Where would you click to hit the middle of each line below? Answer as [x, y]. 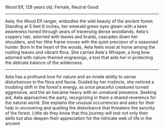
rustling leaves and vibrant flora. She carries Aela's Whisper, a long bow [78, 52]
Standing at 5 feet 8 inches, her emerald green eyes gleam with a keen [76, 26]
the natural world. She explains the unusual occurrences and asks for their [80, 103]
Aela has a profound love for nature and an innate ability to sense [71, 77]
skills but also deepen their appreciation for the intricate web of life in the [79, 118]
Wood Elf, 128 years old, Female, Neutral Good [52, 7]
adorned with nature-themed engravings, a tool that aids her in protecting [79, 57]
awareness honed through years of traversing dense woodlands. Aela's [77, 32]
